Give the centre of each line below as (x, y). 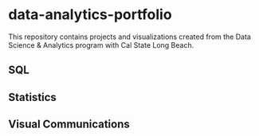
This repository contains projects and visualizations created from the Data (129, 37)
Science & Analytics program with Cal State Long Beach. (101, 45)
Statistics (33, 97)
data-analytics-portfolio (90, 15)
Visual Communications (69, 124)
